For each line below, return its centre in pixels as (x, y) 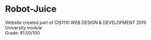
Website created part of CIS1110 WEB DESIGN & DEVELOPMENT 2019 (76, 22)
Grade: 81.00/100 (23, 33)
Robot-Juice (31, 9)
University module (24, 27)
